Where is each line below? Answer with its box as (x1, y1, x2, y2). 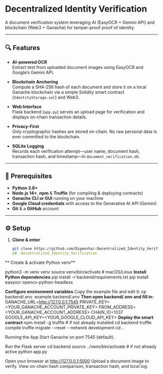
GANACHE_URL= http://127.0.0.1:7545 (5, 299, 79, 305)
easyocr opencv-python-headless (5, 279, 73, 285)
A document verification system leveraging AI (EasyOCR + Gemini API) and (5, 19, 155, 25)
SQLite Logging (12, 143, 44, 149)
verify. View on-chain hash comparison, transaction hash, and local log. (5, 363, 148, 369)
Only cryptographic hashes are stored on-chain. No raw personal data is (12, 129, 157, 134)
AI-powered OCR (12, 59, 48, 65)
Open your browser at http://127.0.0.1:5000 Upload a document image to (5, 358, 149, 364)
